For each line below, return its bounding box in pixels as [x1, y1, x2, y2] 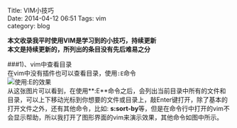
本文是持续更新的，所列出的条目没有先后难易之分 [7, 45, 150, 53]
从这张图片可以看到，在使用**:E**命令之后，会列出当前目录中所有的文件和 [7, 87, 226, 95]
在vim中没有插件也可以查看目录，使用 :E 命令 [7, 69, 136, 77]
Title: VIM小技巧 [7, 6, 55, 14]
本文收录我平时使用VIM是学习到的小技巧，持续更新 [7, 36, 157, 45]
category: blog [7, 22, 50, 30]
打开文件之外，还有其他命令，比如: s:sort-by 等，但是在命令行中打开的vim [7, 105, 224, 112]
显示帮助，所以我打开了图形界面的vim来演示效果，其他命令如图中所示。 [13, 113, 224, 122]
